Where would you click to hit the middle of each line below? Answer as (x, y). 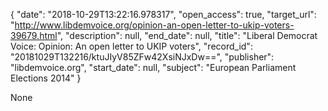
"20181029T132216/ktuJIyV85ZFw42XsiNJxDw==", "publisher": (142, 57)
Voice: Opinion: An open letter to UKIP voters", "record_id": (131, 46)
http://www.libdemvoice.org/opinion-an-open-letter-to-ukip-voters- (154, 25)
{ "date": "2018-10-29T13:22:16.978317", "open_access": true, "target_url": (163, 14)
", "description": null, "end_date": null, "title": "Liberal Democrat (187, 35)
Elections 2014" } (46, 78)
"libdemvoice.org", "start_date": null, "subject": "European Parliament (153, 67)
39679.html (34, 35)
